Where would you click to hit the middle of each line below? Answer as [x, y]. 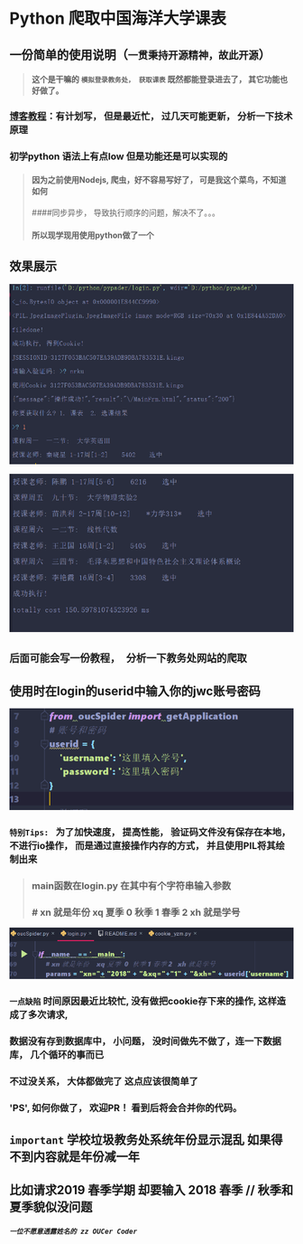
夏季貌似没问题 [51, 1207]
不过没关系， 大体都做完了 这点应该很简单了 [104, 1081]
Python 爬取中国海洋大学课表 [118, 19]
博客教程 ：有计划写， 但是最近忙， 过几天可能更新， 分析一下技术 [151, 117]
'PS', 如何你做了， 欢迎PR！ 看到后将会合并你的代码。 [126, 1107]
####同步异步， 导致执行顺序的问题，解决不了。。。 [126, 212]
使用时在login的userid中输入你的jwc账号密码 [135, 691]
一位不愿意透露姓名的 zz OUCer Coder [73, 1231]
